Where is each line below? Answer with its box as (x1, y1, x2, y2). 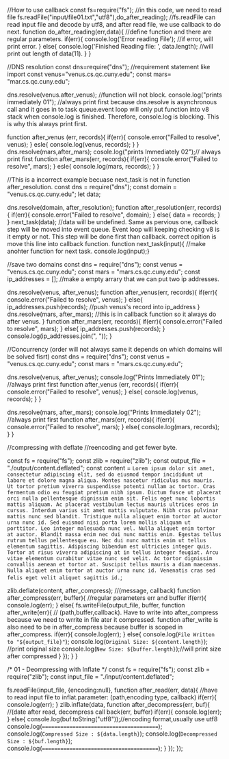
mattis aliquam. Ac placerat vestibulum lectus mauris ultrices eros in (7, 501, 219, 508)
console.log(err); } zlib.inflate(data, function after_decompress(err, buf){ (7, 701, 211, 708)
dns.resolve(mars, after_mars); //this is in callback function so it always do (7, 310, 217, 318)
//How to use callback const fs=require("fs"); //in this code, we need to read (7, 6, 222, 14)
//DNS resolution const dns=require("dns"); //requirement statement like (7, 63, 211, 71)
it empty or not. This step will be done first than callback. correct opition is (7, 232, 217, 241)
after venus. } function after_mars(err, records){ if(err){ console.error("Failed (7, 317, 223, 325)
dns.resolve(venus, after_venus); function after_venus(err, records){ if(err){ (7, 288, 217, 296)
